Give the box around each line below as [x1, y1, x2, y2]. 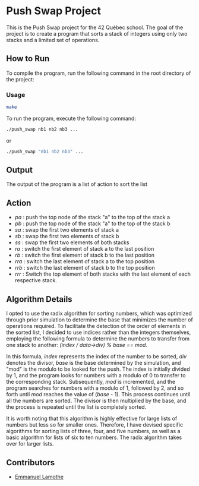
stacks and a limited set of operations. [6, 36, 100, 43]
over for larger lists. [6, 440, 54, 447]
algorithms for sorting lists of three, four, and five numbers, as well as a [6, 428, 181, 435]
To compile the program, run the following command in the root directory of [6, 70, 191, 77]
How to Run [6, 53, 50, 64]
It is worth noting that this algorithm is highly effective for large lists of [6, 415, 178, 422]
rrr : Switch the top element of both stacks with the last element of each [14, 270, 191, 277]
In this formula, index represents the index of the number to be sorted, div [6, 353, 187, 360]
